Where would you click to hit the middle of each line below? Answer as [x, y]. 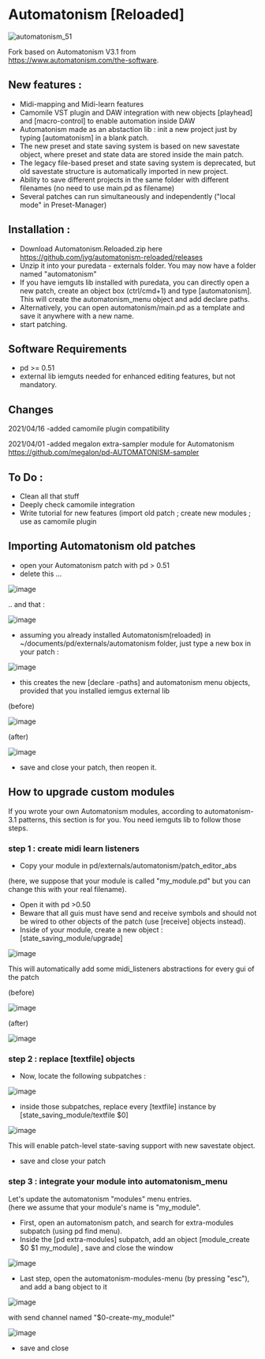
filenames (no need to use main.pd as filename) [97, 188]
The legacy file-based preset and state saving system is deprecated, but [138, 163]
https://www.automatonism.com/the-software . [84, 60]
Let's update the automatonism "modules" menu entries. [100, 1199]
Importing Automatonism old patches [102, 546]
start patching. [43, 324]
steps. [18, 828]
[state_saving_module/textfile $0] [74, 1115]
